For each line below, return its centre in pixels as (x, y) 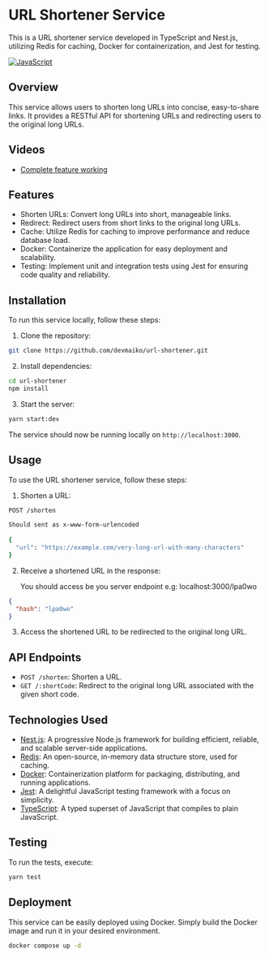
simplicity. (37, 800)
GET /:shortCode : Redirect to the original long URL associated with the (137, 686)
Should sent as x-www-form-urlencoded (74, 525)
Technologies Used (58, 720)
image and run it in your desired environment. (84, 930)
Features (31, 195)
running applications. (55, 782)
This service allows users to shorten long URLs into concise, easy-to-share (134, 106)
